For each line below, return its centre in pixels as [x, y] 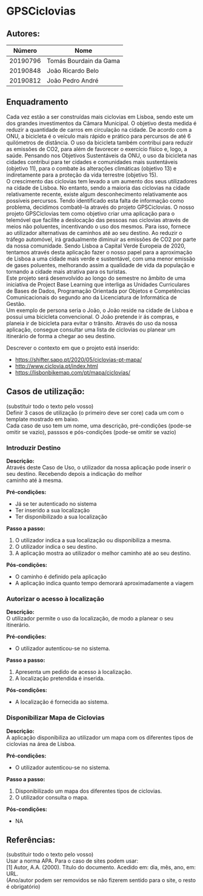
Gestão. [16, 304]
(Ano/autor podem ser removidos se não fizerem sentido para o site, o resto [101, 880]
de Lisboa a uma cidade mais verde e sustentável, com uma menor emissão [101, 259]
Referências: [31, 840]
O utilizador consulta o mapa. [52, 797]
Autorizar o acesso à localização [55, 599]
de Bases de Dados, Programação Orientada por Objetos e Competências [98, 291]
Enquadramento [37, 102]
